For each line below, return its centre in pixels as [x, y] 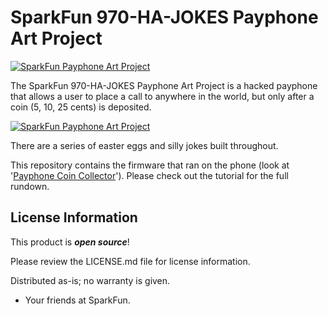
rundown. [30, 186]
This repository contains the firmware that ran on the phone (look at [150, 165]
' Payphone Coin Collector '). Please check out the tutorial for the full [149, 175]
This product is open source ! [70, 242]
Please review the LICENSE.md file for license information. [130, 261]
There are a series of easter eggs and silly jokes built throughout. [144, 145]
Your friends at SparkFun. [77, 300]
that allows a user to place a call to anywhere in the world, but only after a [162, 96]
